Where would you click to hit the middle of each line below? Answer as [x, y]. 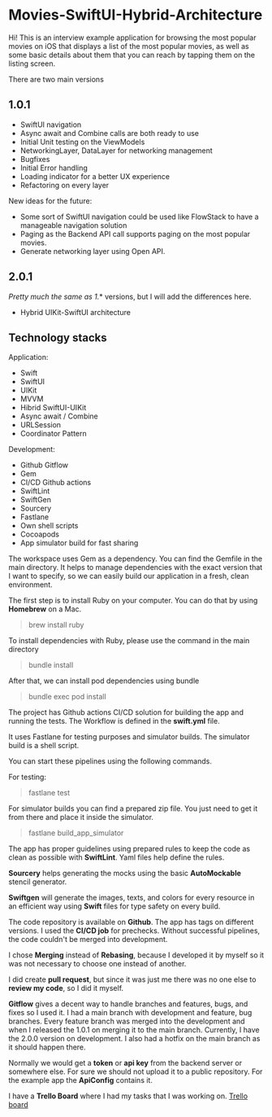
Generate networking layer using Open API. [93, 251]
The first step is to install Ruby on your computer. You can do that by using [133, 601]
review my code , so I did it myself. [66, 988]
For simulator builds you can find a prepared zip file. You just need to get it [133, 808]
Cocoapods [39, 534]
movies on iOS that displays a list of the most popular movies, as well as [129, 46]
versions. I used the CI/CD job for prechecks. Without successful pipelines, [134, 931]
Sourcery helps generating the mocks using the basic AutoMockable [125, 874]
